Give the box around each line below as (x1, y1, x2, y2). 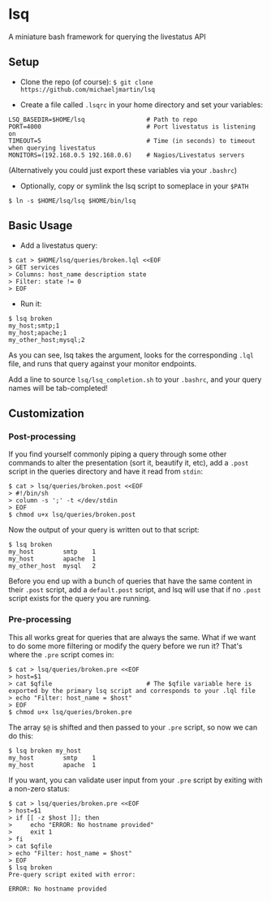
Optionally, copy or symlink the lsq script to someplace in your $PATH (19, 180, 249, 191)
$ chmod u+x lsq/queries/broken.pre (8, 708, 132, 716)
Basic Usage (8, 219, 73, 232)
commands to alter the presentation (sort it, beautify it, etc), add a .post (8, 458, 249, 468)
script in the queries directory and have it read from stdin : (8, 466, 203, 476)
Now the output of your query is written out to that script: (8, 525, 200, 535)
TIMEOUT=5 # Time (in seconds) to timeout (8, 136, 256, 145)
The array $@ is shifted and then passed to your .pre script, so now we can (8, 722, 258, 732)
